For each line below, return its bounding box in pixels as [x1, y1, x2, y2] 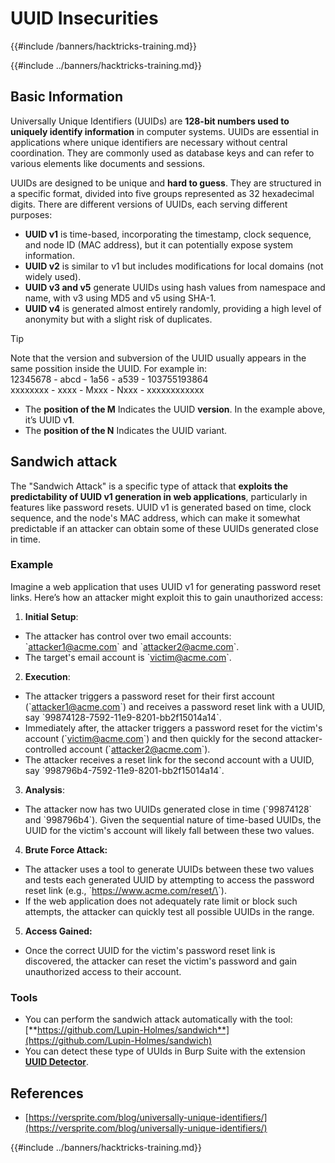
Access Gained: [24, 925, 93, 937]
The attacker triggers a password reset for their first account [24, 690, 275, 702]
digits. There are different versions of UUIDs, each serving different [10, 198, 288, 210]
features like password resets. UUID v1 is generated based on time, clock [10, 501, 312, 513]
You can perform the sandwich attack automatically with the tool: [24, 1013, 293, 1026]
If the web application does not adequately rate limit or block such [24, 895, 298, 907]
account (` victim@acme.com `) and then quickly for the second [24, 732, 283, 744]
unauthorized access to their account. [24, 965, 182, 977]
